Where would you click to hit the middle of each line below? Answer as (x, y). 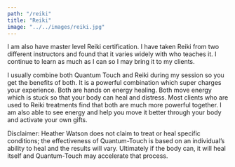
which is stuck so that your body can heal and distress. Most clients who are (118, 98)
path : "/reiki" (29, 14)
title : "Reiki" (29, 20)
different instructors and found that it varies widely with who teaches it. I (112, 54)
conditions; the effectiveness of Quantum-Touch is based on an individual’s (116, 141)
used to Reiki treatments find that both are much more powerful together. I (115, 105)
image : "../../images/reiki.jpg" (56, 27)
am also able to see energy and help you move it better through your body (115, 112)
